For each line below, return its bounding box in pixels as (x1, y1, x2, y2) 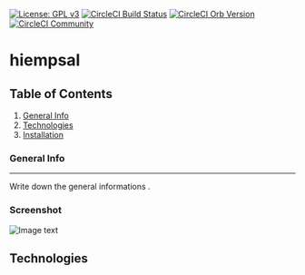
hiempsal (9, 50, 81, 71)
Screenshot (9, 204, 62, 217)
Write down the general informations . (9, 182, 152, 192)
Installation (22, 130, 64, 140)
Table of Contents (9, 86, 113, 102)
